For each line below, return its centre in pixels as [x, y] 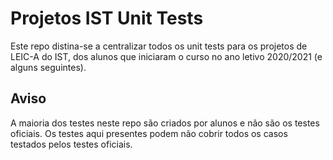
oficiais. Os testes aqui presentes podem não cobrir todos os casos [149, 133]
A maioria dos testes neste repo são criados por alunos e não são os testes [165, 123]
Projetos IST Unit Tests [107, 18]
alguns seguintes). [48, 67]
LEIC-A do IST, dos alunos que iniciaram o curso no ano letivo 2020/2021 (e [166, 56]
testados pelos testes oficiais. [71, 144]
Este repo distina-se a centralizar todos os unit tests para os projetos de [159, 46]
